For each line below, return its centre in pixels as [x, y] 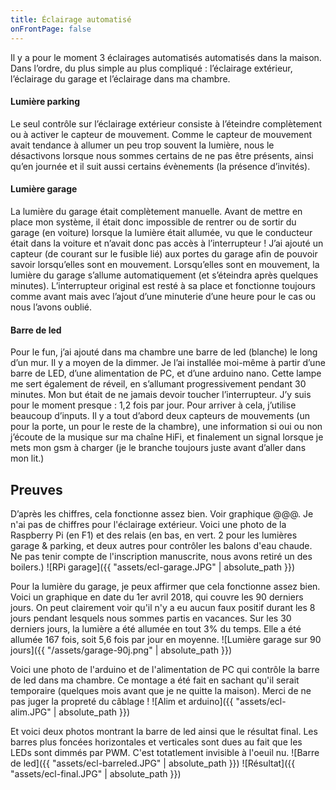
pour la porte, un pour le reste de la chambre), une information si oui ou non [166, 427]
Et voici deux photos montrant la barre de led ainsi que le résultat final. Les [164, 731]
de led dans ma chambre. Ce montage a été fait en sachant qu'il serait [155, 680]
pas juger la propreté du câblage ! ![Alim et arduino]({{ [122, 701]
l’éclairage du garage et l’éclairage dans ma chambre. [120, 78]
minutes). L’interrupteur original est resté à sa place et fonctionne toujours [163, 285]
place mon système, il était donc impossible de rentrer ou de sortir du [153, 222]
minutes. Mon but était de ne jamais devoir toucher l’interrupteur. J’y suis [161, 395]
